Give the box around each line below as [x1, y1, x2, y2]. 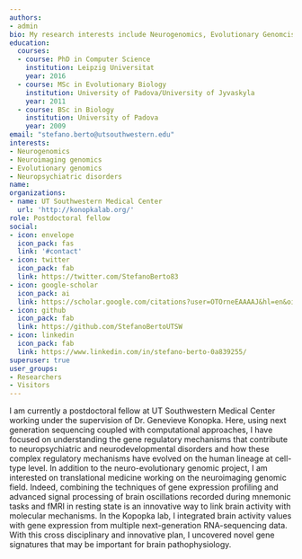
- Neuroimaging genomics [9, 155, 102, 164]
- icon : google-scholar [9, 280, 99, 289]
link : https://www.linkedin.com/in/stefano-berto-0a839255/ [17, 347, 247, 356]
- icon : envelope [9, 230, 75, 239]
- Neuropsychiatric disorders [9, 172, 123, 181]
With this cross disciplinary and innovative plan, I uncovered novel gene [9, 529, 275, 540]
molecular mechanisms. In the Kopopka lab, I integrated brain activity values [9, 510, 292, 521]
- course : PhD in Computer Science [17, 55, 151, 64]
